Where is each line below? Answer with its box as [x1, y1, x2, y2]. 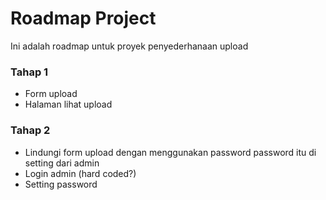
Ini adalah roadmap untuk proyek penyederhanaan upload [10, 40, 249, 52]
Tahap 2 [10, 123, 51, 137]
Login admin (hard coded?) [24, 167, 137, 179]
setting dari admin [24, 157, 100, 169]
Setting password [24, 178, 98, 190]
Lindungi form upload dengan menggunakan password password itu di [24, 146, 317, 158]
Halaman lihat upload [24, 98, 113, 111]
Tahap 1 [10, 65, 49, 79]
